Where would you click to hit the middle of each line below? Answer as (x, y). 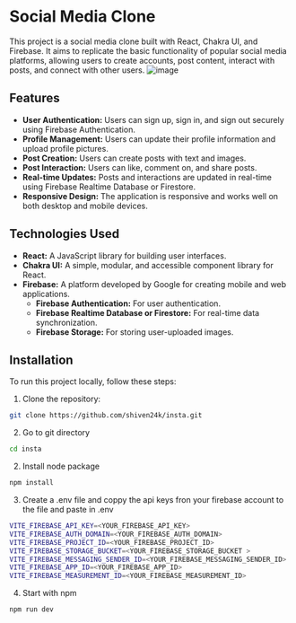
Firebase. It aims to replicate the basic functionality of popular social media (148, 50)
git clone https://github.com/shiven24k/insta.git (106, 416)
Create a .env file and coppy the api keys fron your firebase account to (153, 500)
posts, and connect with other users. (77, 70)
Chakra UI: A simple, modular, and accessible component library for (148, 265)
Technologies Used (64, 234)
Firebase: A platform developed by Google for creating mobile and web (154, 284)
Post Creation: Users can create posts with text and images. (134, 158)
